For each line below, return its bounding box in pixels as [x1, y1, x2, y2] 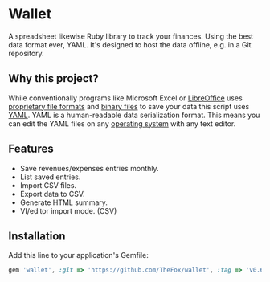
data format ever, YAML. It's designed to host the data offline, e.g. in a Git [8, 39, 252, 49]
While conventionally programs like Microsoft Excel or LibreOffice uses [8, 93, 243, 103]
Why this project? [8, 72, 99, 85]
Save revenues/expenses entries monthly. [19, 163, 159, 173]
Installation [8, 229, 66, 243]
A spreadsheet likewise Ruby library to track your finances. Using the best [8, 31, 254, 41]
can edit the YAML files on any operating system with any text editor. [8, 118, 236, 129]
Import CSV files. [19, 180, 77, 190]
